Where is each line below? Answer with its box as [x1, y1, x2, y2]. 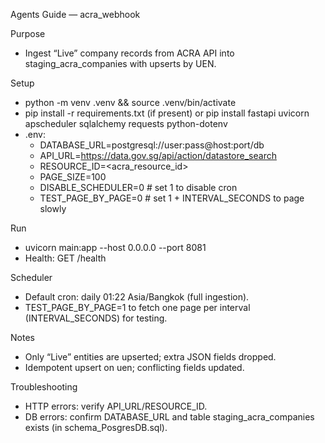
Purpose [10, 28, 46, 39]
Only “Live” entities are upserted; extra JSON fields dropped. [24, 351, 277, 363]
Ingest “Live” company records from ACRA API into [24, 47, 235, 59]
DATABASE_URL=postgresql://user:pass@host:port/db [39, 139, 265, 151]
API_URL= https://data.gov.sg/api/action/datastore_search [39, 150, 277, 161]
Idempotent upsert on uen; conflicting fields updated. [24, 362, 245, 373]
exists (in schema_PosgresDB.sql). [24, 422, 168, 433]
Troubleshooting [10, 381, 78, 393]
